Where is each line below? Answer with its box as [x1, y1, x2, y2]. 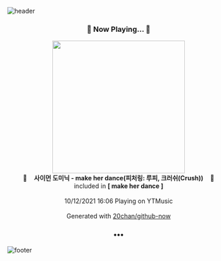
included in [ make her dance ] [73, 182, 164, 190]
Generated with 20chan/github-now [66, 212, 171, 221]
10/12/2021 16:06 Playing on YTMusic [64, 197, 173, 205]
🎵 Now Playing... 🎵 [86, 24, 151, 34]
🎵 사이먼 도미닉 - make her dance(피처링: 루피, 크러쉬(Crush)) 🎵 [23, 174, 215, 182]
